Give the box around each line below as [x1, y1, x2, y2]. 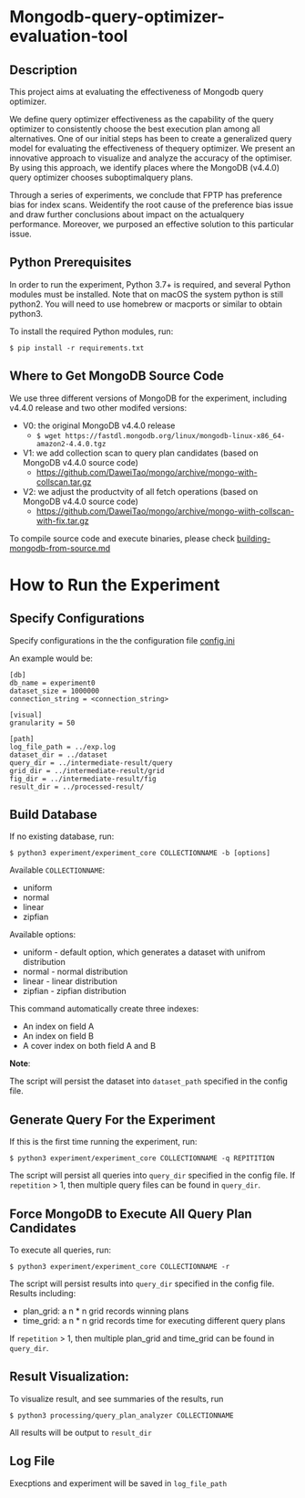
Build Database [9, 807, 97, 822]
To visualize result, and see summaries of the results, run [9, 1393, 224, 1404]
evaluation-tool [9, 26, 128, 47]
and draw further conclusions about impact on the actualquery [9, 209, 245, 220]
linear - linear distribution [22, 976, 118, 987]
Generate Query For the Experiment [9, 1112, 216, 1127]
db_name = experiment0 [9, 678, 96, 687]
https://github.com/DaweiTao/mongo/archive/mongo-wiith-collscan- [36, 505, 295, 517]
